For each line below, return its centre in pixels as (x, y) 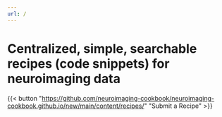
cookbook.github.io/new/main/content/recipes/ (76, 106)
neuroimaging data (64, 79)
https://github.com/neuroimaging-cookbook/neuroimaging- (128, 98)
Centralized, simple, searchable (102, 48)
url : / (17, 14)
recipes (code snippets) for (88, 63)
